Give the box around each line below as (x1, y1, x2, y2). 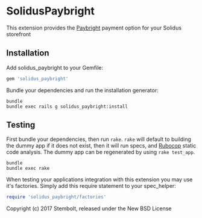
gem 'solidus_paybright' (6, 75, 69, 82)
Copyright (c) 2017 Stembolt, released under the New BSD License (6, 205, 172, 212)
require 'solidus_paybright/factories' (6, 194, 107, 200)
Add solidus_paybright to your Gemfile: (6, 64, 104, 71)
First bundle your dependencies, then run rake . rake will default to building (6, 135, 192, 143)
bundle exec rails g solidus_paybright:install (6, 104, 128, 110)
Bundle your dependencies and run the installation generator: (6, 86, 159, 94)
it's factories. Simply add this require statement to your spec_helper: (6, 182, 176, 190)
